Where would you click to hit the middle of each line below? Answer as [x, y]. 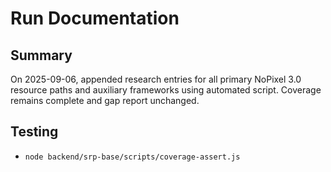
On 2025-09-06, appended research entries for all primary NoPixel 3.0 [156, 79]
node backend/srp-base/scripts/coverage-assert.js [132, 157]
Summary [41, 55]
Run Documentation [95, 18]
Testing [34, 132]
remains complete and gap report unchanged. [105, 100]
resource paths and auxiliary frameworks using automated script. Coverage [166, 90]
